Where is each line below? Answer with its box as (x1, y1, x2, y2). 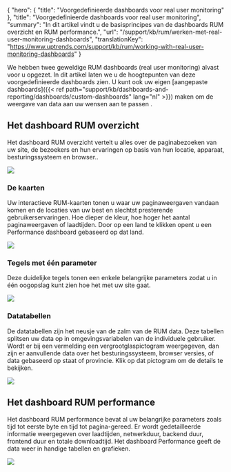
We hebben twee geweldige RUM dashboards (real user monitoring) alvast (7, 63, 219, 71)
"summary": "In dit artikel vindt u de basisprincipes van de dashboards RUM (7, 21, 224, 28)
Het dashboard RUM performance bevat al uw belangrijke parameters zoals (7, 415, 222, 423)
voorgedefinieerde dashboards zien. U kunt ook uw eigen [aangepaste (7, 78, 208, 86)
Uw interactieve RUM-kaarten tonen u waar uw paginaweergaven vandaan (7, 199, 219, 207)
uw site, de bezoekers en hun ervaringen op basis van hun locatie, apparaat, (7, 145, 225, 154)
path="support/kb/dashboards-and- (65, 86, 169, 93)
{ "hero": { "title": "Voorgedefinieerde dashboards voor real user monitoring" (7, 6, 224, 14)
